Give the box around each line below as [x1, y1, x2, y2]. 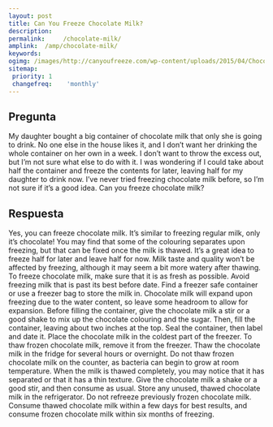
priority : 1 [11, 72, 53, 80]
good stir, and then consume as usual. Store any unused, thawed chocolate [8, 383, 261, 394]
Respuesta [8, 206, 64, 220]
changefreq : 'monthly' [11, 80, 100, 88]
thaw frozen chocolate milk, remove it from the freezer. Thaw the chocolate [8, 340, 261, 350]
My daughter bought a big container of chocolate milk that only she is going [8, 132, 262, 141]
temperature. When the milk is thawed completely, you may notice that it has [8, 366, 265, 376]
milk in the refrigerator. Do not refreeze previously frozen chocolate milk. [8, 392, 252, 402]
